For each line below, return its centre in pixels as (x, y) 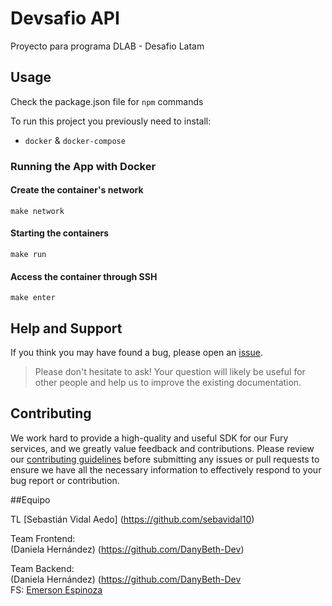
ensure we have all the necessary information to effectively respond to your (166, 469)
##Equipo (30, 499)
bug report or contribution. (65, 480)
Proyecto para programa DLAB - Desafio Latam (107, 46)
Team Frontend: (43, 538)
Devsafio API (65, 18)
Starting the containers (60, 233)
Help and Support (66, 328)
